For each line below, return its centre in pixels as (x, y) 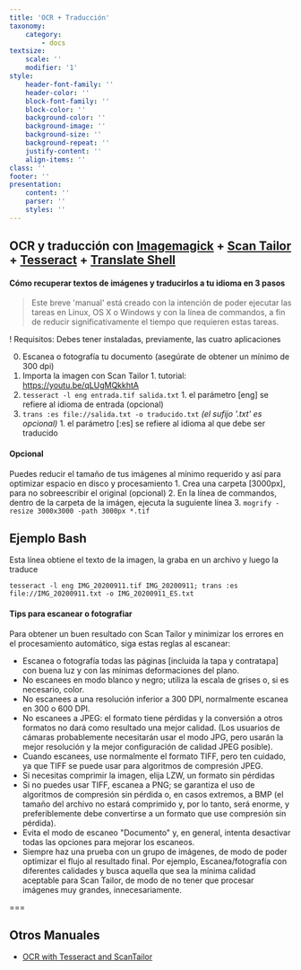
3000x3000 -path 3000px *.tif (94, 511)
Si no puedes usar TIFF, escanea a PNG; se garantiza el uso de (138, 785)
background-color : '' (65, 118)
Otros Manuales (55, 935)
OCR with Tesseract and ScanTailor (87, 957)
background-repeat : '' (68, 143)
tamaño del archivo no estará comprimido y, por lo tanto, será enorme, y (155, 804)
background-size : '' (64, 135)
